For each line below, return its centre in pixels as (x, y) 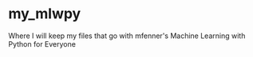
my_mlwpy (45, 14)
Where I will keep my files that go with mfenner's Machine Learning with (127, 36)
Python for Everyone (42, 44)
